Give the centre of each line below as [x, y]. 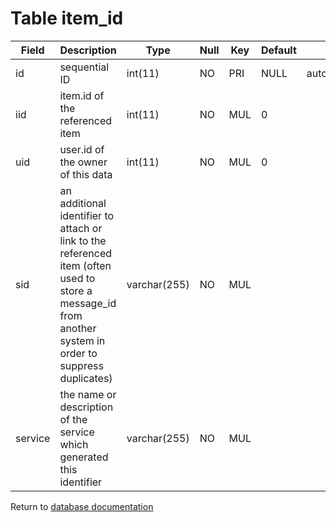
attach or [81, 228]
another [78, 328]
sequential [84, 67]
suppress [81, 365]
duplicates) [86, 378]
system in [82, 340]
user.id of [82, 149]
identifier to [87, 215]
